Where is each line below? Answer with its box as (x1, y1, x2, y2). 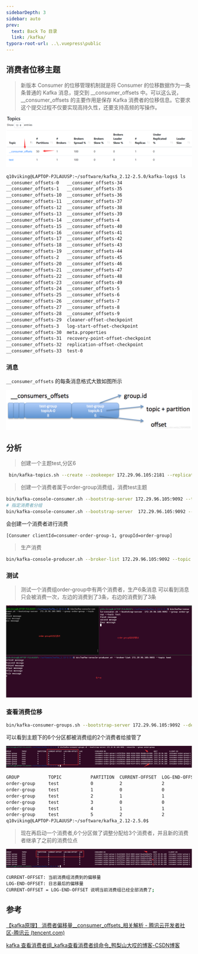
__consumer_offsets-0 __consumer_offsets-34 (6, 180, 123, 186)
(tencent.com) (30, 929, 65, 936)
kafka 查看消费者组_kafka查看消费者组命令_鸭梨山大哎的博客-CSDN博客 (6, 942, 180, 949)
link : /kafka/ (11, 34, 46, 41)
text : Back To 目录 (11, 28, 58, 34)
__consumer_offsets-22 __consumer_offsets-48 (6, 273, 123, 279)
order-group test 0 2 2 (6, 781, 165, 787)
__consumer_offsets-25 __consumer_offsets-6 (6, 292, 120, 298)
